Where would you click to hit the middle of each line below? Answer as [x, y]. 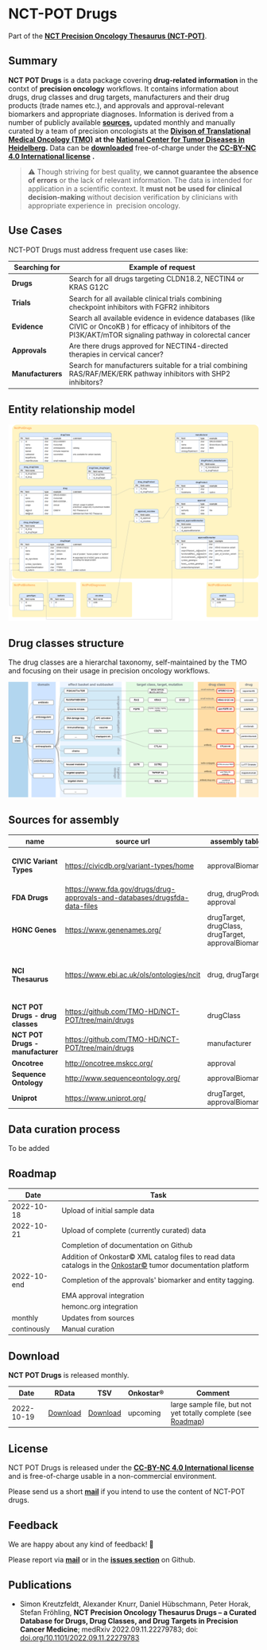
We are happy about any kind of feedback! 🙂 [81, 1544]
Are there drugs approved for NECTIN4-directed [149, 346]
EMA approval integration [103, 1296]
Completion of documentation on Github [127, 1246]
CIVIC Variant [35, 861]
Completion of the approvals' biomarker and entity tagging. [158, 1280]
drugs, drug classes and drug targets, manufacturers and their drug [119, 97]
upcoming [145, 1413]
